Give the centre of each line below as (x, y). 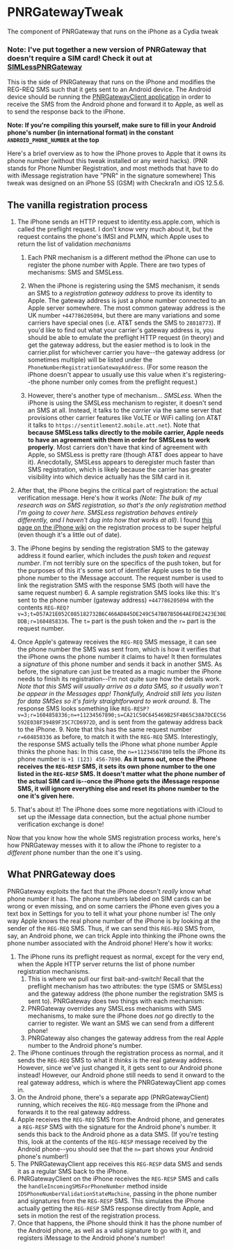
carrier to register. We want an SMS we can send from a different (121, 1023)
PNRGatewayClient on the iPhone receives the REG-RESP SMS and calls (118, 1179)
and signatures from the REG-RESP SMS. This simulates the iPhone (111, 1201)
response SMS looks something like (69, 708)
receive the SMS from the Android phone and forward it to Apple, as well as (115, 104)
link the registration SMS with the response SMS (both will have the (114, 585)
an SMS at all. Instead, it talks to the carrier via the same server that (125, 410)
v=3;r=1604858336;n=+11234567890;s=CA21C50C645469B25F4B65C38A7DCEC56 (122, 715)
